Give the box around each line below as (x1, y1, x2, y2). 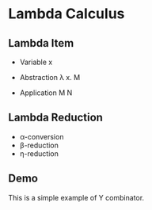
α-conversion (19, 132, 64, 141)
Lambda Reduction (8, 111, 103, 124)
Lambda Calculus (8, 5, 125, 23)
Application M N (19, 88, 73, 97)
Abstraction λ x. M (19, 73, 81, 82)
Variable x (19, 57, 53, 67)
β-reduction (19, 140, 59, 150)
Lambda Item (8, 36, 74, 50)
